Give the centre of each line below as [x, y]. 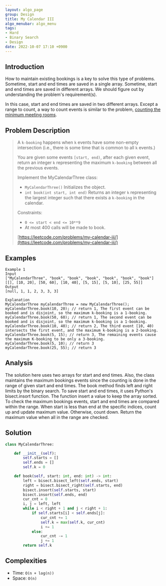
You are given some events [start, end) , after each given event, [83, 158]
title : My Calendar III [30, 19]
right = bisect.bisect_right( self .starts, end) [73, 485]
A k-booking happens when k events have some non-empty [78, 143]
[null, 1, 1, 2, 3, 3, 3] [32, 291]
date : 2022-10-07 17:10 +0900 [36, 47]
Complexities [26, 561]
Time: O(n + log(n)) [33, 573]
